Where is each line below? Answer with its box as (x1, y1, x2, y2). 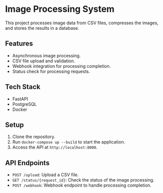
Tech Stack (5, 83, 41, 91)
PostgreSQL (12, 101, 37, 107)
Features (5, 40, 33, 48)
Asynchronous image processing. (12, 52, 81, 58)
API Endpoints (5, 158, 50, 167)
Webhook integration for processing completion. (12, 63, 111, 69)
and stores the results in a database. (5, 25, 80, 31)
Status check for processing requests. (12, 68, 90, 74)
